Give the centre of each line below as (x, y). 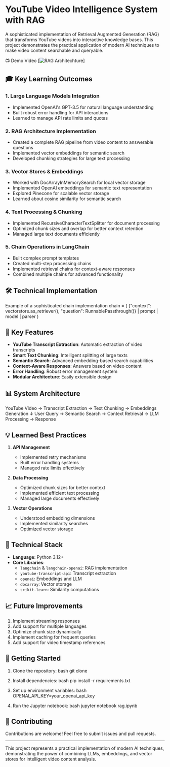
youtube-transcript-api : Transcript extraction (68, 573)
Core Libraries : (28, 562)
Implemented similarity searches (54, 524)
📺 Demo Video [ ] (45, 60)
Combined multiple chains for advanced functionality (68, 274)
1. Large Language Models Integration (52, 96)
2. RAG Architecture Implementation (51, 131)
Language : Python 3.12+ (38, 557)
